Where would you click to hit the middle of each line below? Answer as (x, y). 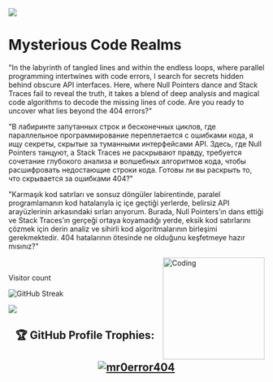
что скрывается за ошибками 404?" (71, 178)
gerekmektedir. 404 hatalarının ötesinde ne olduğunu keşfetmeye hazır (127, 237)
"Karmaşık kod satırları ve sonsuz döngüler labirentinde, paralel (115, 194)
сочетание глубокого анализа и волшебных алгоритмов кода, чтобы (127, 161)
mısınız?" (24, 246)
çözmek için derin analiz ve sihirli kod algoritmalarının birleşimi (113, 229)
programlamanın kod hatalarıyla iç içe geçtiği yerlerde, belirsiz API (119, 203)
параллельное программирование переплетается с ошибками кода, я (131, 135)
